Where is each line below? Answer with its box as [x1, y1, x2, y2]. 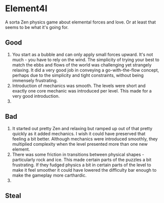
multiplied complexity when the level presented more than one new [12, 141, 148, 147]
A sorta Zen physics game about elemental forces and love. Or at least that [5, 19, 156, 25]
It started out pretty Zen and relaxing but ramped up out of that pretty [12, 125, 153, 131]
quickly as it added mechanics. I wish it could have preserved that [12, 131, 145, 136]
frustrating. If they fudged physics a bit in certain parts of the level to [12, 162, 151, 168]
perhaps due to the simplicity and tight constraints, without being [12, 72, 144, 78]
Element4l [5, 3, 47, 14]
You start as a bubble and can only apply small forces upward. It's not [12, 51, 153, 57]
